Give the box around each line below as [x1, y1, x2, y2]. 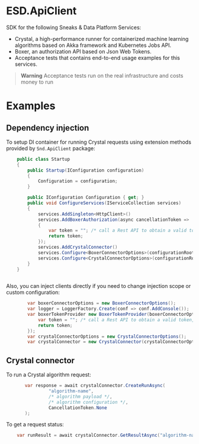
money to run [20, 78, 54, 85]
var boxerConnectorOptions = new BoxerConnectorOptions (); [27, 300, 176, 306]
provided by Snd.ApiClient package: [6, 144, 96, 152]
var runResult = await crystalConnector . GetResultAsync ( [17, 432, 161, 439]
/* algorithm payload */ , [48, 394, 113, 399]
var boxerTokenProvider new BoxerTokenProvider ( [27, 312, 150, 318]
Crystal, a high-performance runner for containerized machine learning [14, 35, 189, 42]
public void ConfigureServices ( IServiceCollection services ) [27, 200, 182, 206]
